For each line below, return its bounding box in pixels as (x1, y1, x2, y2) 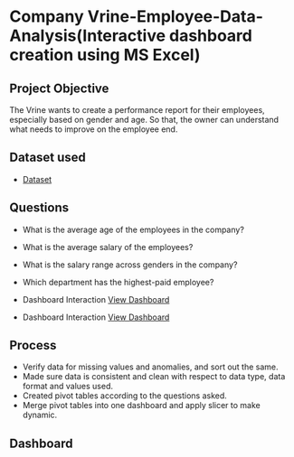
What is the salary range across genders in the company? (22, 259, 238, 270)
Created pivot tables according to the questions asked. (22, 390, 228, 401)
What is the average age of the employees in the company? (22, 224, 244, 235)
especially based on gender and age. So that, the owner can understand (9, 115, 279, 125)
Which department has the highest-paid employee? (22, 276, 214, 287)
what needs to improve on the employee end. (9, 124, 178, 135)
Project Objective (9, 80, 109, 96)
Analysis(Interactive (9, 25, 166, 46)
